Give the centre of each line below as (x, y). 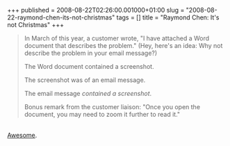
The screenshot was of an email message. (85, 80)
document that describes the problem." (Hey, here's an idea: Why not (123, 46)
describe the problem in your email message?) (91, 53)
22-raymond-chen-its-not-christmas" (61, 17)
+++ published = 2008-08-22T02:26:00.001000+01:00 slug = (96, 10)
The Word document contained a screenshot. (89, 66)
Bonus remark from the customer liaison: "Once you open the (112, 107)
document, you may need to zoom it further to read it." (102, 114)
